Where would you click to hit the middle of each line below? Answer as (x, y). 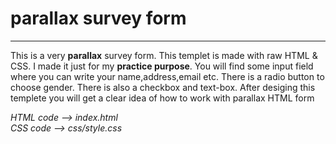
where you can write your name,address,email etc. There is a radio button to (167, 76)
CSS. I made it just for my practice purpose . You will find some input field (162, 66)
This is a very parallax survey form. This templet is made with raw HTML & (164, 55)
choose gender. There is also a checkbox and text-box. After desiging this (163, 87)
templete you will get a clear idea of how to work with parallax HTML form (162, 98)
